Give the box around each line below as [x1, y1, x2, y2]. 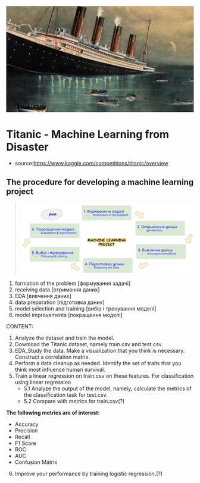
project [6, 186, 34, 196]
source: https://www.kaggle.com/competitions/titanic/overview [14, 160, 168, 167]
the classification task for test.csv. [23, 391, 108, 398]
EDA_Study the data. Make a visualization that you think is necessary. [14, 347, 185, 354]
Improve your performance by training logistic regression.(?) [14, 470, 163, 477]
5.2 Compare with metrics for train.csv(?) [23, 397, 125, 404]
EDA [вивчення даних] [14, 292, 71, 299]
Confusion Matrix [14, 458, 58, 466]
